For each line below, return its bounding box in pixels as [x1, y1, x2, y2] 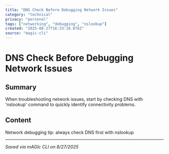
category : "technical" [5, 12, 53, 17]
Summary [5, 83, 37, 91]
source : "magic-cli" [5, 31, 49, 36]
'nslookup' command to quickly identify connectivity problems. [5, 101, 136, 107]
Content [5, 116, 32, 124]
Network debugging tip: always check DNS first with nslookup [5, 129, 134, 135]
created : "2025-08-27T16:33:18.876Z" [5, 26, 84, 31]
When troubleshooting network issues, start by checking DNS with [5, 96, 143, 102]
